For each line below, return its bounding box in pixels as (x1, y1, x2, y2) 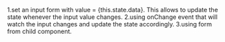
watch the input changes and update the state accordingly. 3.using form (7, 20, 213, 28)
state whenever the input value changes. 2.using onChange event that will (7, 13, 218, 21)
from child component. (7, 27, 72, 35)
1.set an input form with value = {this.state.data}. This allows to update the (7, 6, 219, 14)
